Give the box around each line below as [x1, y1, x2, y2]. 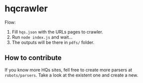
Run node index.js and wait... [11, 34, 73, 40]
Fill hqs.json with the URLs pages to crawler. [11, 29, 103, 35]
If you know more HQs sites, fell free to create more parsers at [4, 67, 133, 73]
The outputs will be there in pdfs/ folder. [11, 39, 95, 45]
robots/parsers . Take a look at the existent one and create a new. [4, 72, 139, 78]
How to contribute [4, 54, 62, 62]
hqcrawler [4, 3, 48, 14]
